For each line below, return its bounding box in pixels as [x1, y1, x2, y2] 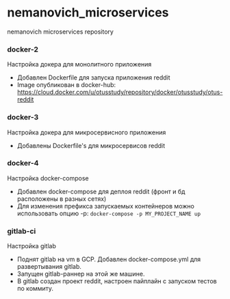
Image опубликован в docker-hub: [16, 81, 116, 89]
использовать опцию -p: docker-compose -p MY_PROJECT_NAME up [16, 209, 201, 217]
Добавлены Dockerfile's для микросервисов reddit [16, 141, 166, 149]
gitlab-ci [7, 226, 36, 236]
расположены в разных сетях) [16, 194, 107, 203]
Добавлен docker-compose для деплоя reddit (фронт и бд [16, 187, 186, 195]
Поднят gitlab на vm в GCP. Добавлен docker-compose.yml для [16, 255, 201, 263]
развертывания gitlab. [16, 263, 82, 271]
